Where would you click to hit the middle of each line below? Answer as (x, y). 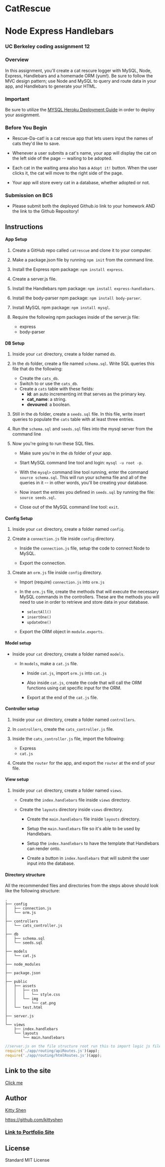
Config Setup (19, 518)
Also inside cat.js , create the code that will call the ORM (84, 682)
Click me (14, 1083)
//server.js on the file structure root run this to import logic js (78, 1046)
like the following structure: (33, 891)
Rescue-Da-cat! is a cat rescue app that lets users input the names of (82, 138)
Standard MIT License (27, 1160)
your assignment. (23, 115)
